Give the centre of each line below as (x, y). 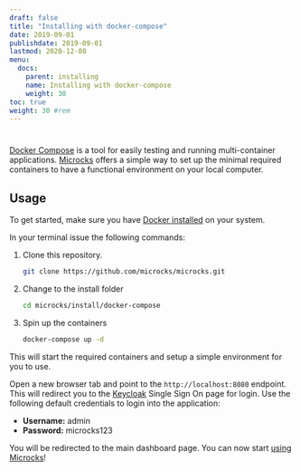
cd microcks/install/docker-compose (91, 306)
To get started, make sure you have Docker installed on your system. (137, 220)
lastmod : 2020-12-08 (48, 52)
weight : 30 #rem (40, 111)
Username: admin (56, 420)
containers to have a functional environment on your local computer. (136, 169)
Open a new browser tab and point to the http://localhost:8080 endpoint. (148, 384)
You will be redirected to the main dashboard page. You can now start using (150, 447)
